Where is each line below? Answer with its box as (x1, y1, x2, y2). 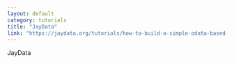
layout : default (7, 10, 54, 17)
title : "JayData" (7, 23, 58, 30)
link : (7, 29, 23, 37)
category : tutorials (7, 17, 68, 24)
